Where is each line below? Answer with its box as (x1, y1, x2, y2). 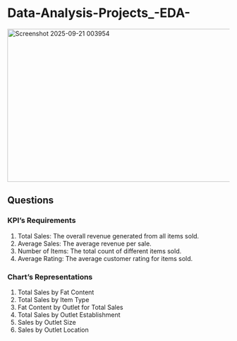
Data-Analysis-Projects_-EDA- (7, 5, 190, 21)
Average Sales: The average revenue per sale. (17, 239, 152, 248)
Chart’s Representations (7, 272, 93, 282)
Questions (7, 195, 54, 207)
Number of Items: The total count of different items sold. (17, 246, 182, 255)
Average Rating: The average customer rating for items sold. (17, 254, 193, 262)
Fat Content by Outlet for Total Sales (17, 303, 123, 311)
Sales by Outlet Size (17, 318, 76, 326)
